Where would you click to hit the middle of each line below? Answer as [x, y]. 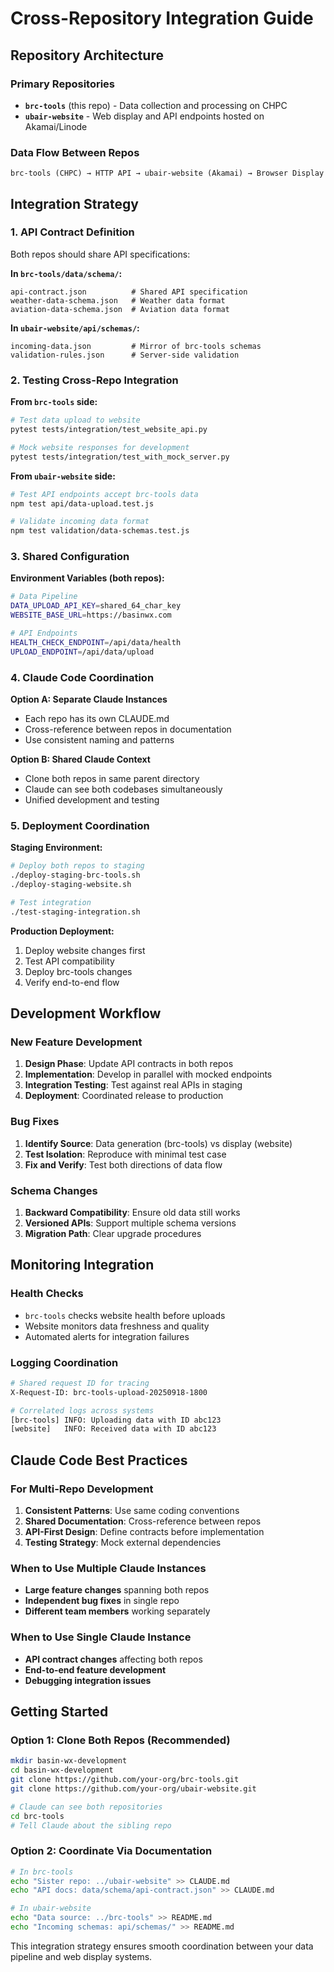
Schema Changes [54, 1190]
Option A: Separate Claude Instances [89, 699]
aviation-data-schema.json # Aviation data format [120, 309]
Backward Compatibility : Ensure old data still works [132, 1212]
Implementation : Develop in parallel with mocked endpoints [148, 1074]
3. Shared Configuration [70, 557]
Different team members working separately [117, 1611]
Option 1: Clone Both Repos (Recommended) [120, 1740]
